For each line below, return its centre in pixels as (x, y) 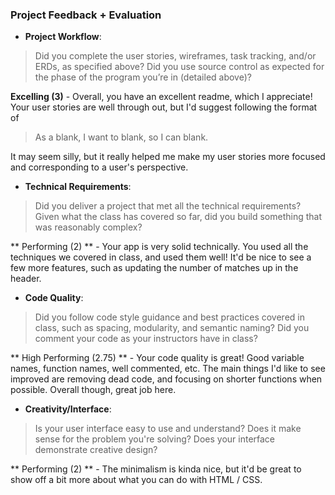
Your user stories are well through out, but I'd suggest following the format (164, 107)
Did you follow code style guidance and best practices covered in (169, 317)
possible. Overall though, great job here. (93, 390)
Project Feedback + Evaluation (86, 15)
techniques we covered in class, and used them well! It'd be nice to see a (161, 257)
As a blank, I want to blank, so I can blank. (121, 137)
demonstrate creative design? (96, 450)
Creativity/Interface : (68, 409)
